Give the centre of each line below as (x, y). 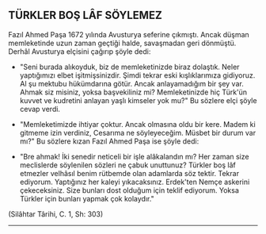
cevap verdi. (40, 109)
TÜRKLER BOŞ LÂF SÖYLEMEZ (85, 15)
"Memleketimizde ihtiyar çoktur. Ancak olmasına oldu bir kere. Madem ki (137, 124)
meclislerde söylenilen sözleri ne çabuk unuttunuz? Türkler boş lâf (127, 165)
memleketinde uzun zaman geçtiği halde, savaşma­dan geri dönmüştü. (122, 43)
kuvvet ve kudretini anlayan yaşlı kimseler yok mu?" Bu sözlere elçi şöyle (138, 100)
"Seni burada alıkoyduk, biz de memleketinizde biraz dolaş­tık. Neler (129, 67)
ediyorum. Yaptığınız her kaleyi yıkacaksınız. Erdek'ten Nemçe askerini (135, 182)
